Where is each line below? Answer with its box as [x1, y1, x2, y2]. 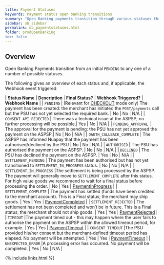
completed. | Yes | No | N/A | [5, 245, 63, 251]
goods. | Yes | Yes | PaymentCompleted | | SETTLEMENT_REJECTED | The [5, 199, 145, 204]
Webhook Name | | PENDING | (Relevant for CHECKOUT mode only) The [5, 100, 148, 106]
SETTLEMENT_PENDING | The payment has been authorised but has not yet [5, 157, 149, 163]
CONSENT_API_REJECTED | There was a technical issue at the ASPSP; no [5, 115, 144, 121]
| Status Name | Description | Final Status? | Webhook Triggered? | [5, 95, 143, 101]
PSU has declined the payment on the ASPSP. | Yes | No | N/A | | [5, 152, 135, 158]
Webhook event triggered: [5, 85, 58, 91]
